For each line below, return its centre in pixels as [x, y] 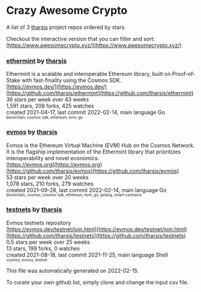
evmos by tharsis [32, 132]
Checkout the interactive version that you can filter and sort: [80, 39]
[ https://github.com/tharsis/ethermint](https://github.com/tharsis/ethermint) [100, 93]
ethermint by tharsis [37, 61]
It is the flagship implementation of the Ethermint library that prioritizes [94, 152]
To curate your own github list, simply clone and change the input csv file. [97, 282]
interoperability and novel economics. [53, 158]
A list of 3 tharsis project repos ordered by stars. [66, 27]
